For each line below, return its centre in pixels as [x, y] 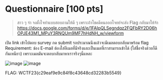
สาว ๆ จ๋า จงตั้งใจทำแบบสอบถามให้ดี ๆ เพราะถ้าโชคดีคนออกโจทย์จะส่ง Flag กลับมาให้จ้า [88, 22]
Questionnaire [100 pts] [54, 9]
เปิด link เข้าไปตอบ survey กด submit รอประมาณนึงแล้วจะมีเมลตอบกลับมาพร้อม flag [77, 42]
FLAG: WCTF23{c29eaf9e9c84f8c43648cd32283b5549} [63, 73]
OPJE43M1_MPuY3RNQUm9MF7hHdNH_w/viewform [70, 33]
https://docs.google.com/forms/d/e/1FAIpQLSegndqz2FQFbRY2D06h [87, 28]
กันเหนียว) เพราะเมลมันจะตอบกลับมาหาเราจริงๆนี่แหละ [49, 53]
